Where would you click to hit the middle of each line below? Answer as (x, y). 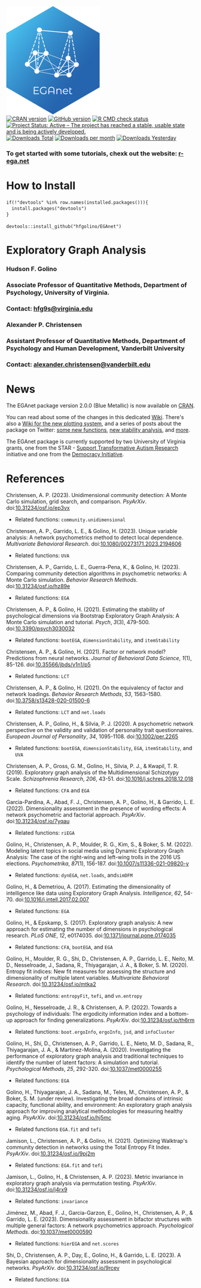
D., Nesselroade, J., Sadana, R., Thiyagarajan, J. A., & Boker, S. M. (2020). (97, 965)
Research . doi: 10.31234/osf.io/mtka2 (51, 984)
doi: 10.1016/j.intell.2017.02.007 (52, 899)
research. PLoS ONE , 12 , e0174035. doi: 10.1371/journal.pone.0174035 (91, 935)
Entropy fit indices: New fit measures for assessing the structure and (91, 971)
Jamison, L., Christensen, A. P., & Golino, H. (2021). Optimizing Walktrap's (97, 1141)
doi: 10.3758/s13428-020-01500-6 (48, 700)
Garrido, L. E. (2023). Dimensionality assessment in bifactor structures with (99, 1219)
